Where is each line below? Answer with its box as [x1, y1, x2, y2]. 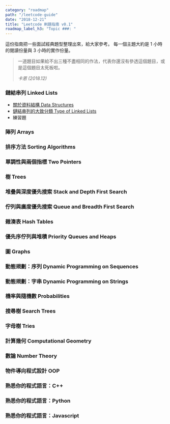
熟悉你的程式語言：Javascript [5, 412, 79, 419]
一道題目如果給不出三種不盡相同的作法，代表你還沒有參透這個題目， [17, 58, 161, 64]
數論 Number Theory [5, 352, 58, 359]
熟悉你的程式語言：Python [5, 397, 71, 404]
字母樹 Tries [5, 323, 36, 330]
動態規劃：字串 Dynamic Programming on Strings [5, 278, 129, 285]
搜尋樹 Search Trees [5, 307, 56, 315]
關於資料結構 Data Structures [12, 102, 74, 108]
